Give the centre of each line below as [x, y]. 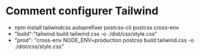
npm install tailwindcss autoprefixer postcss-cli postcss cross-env [96, 27]
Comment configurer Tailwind [82, 11]
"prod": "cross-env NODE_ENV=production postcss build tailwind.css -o [104, 40]
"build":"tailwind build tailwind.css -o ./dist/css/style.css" [86, 33]
